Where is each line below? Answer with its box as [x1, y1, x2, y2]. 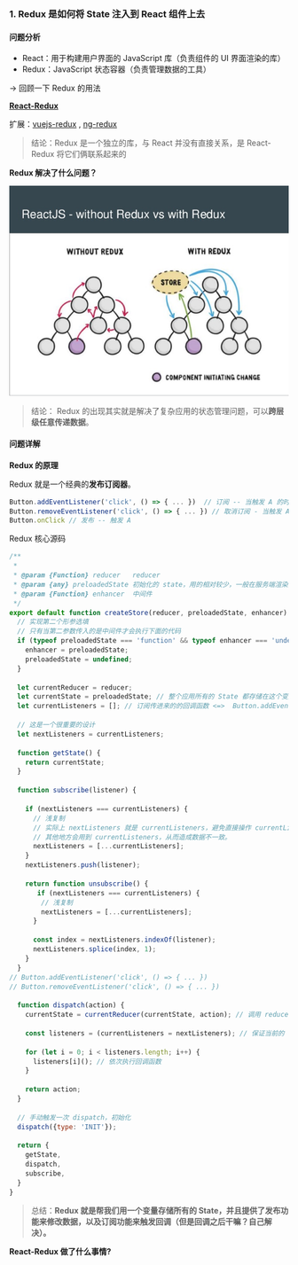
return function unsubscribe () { [25, 879, 149, 888]
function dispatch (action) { [17, 1001, 125, 1010]
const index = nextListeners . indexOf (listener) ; [32, 935, 216, 945]
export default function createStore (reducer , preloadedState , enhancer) [9, 608, 288, 617]
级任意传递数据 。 [30, 417, 94, 427]
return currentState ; [25, 758, 105, 767]
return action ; [25, 1085, 82, 1094]
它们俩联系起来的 [64, 149, 127, 160]
